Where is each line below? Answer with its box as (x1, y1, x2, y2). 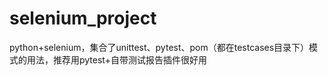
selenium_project (9, 7, 157, 30)
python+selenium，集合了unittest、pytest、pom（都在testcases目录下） (9, 41, 310, 53)
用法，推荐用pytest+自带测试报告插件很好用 (26, 53, 207, 66)
